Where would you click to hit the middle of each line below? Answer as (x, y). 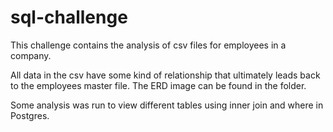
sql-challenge (69, 17)
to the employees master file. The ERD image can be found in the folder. (158, 85)
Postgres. (30, 115)
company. (31, 55)
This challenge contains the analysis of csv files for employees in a (148, 45)
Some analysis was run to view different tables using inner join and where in (167, 105)
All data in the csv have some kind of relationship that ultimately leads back (165, 75)
